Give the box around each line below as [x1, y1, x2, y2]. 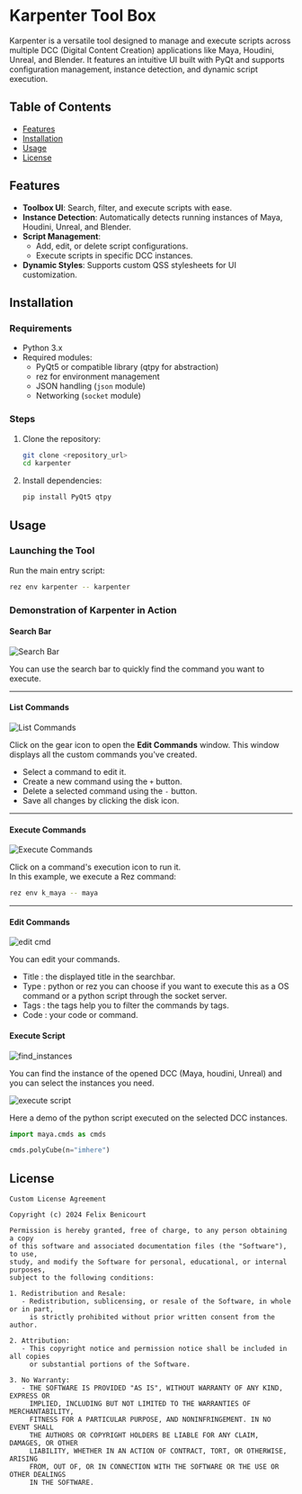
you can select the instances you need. [9, 1077, 155, 1088]
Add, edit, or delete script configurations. [35, 240, 189, 251]
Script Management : [22, 230, 102, 241]
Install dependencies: [22, 475, 102, 486]
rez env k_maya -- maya [9, 888, 99, 898]
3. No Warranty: [9, 1376, 70, 1385]
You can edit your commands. [9, 954, 120, 965]
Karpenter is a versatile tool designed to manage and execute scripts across [9, 35, 291, 46]
